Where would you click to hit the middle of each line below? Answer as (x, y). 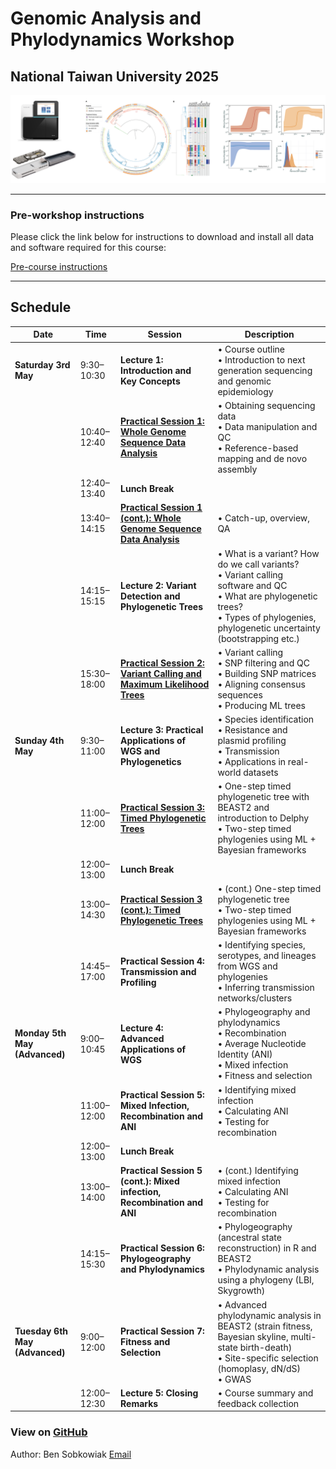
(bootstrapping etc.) (258, 638)
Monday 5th (40, 1033)
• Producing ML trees (261, 705)
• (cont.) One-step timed (269, 888)
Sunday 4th (39, 741)
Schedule (41, 307)
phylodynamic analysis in (269, 1315)
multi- (303, 1336)
